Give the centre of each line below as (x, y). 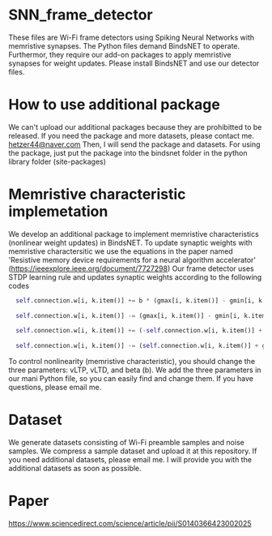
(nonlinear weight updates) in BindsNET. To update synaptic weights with (130, 242)
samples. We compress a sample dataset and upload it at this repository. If (133, 451)
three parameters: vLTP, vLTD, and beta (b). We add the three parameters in (135, 370)
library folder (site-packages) (57, 161)
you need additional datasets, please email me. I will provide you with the (130, 459)
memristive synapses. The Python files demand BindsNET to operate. (124, 45)
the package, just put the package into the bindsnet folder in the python (128, 152)
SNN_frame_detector (81, 15)
